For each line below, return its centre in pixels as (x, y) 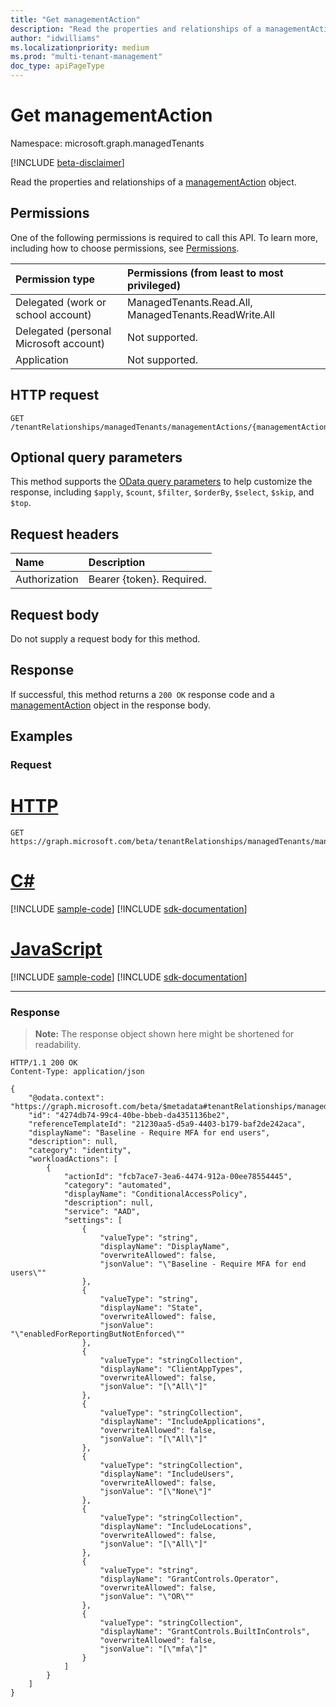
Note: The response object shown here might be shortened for (164, 1034)
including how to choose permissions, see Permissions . (125, 248)
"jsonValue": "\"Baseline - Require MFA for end (203, 1264)
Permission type (55, 279)
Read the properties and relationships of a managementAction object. (153, 182)
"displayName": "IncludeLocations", (176, 1527)
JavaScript (56, 949)
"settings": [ (93, 1221)
